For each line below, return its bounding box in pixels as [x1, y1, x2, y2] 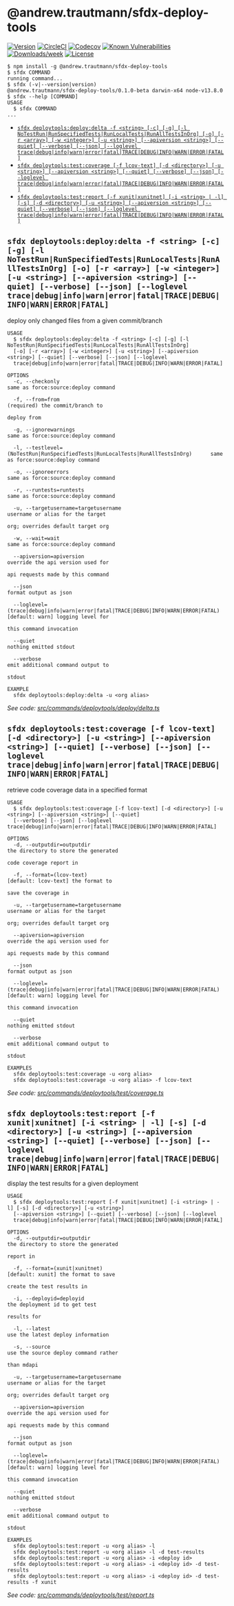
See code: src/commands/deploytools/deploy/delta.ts [7, 703, 160, 712]
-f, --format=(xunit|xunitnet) [13, 1265, 103, 1272]
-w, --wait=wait [13, 534, 60, 542]
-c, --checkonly [13, 378, 60, 385]
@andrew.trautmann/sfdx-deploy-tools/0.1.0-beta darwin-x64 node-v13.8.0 [7, 87, 224, 94]
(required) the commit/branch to [7, 402, 103, 409]
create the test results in [7, 1283, 88, 1290]
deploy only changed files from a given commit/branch [7, 316, 163, 325]
